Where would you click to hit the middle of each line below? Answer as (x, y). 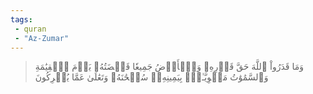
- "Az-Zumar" (42, 38)
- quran (30, 29)
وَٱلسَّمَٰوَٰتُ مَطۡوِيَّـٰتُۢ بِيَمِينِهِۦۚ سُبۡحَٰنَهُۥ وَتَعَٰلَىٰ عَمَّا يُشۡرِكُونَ (151, 77)
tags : (21, 19)
